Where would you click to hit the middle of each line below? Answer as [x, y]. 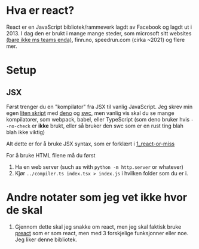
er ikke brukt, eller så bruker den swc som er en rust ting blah [108, 126]
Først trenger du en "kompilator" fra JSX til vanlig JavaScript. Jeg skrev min [99, 107]
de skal [25, 210]
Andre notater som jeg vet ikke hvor [97, 198]
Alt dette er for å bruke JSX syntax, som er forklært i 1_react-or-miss [91, 144]
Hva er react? [40, 10]
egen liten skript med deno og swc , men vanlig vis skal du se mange [90, 113]
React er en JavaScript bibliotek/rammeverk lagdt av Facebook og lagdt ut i [99, 27]
